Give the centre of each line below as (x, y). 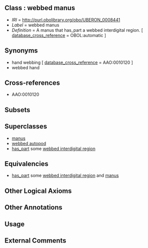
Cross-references (32, 83)
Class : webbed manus (40, 8)
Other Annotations (33, 207)
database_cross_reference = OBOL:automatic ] (59, 35)
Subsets (17, 110)
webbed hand (25, 67)
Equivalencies (26, 164)
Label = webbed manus (35, 25)
